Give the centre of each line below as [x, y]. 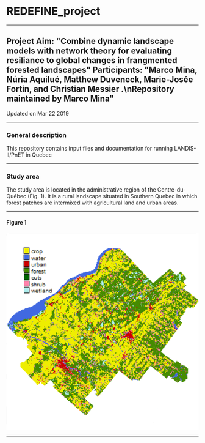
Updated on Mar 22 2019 [38, 113]
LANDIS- [185, 149]
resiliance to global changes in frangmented [92, 60]
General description [37, 135]
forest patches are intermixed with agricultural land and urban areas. [92, 203]
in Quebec [39, 155]
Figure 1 [16, 222]
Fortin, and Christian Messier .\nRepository [91, 89]
